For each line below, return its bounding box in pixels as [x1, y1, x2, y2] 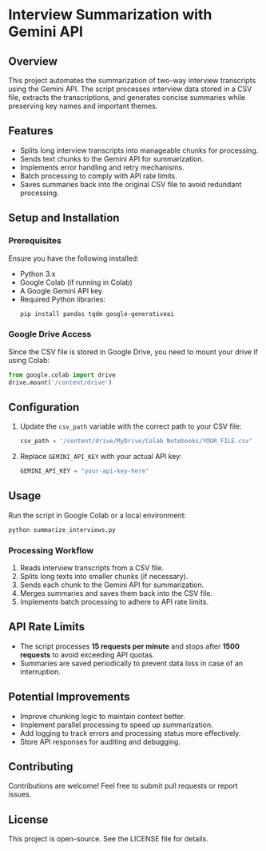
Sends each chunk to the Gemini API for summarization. [19, 580, 204, 589]
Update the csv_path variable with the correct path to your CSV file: [19, 422, 242, 431]
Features [8, 124, 54, 138]
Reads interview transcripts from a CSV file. [19, 562, 165, 573]
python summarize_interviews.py [8, 525, 116, 533]
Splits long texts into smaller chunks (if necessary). [19, 571, 189, 581]
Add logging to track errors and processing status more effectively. [19, 728, 241, 737]
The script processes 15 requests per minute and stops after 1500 [19, 641, 240, 651]
